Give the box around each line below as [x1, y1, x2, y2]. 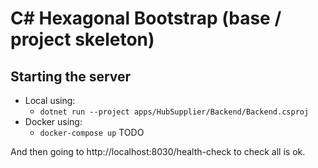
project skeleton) [10, 28, 155, 51]
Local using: [24, 95, 76, 106]
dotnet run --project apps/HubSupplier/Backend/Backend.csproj [39, 107, 310, 117]
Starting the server [10, 68, 132, 85]
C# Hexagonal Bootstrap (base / [10, 7, 282, 30]
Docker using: [24, 116, 83, 127]
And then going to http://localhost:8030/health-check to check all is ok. [10, 146, 306, 157]
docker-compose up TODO [39, 127, 145, 138]
